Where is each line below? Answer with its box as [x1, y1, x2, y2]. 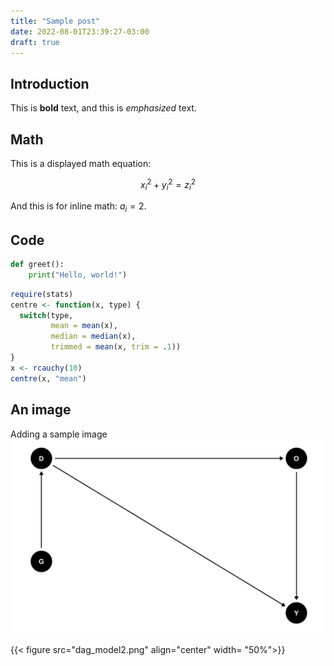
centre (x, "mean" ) [10, 373, 87, 384]
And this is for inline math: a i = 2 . [10, 200, 147, 215]
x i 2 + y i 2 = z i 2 [139, 177, 196, 193]
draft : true [10, 37, 60, 47]
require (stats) [10, 289, 74, 299]
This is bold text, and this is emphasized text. [10, 102, 197, 114]
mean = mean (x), [50, 321, 118, 331]
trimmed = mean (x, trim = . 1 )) [50, 342, 182, 352]
